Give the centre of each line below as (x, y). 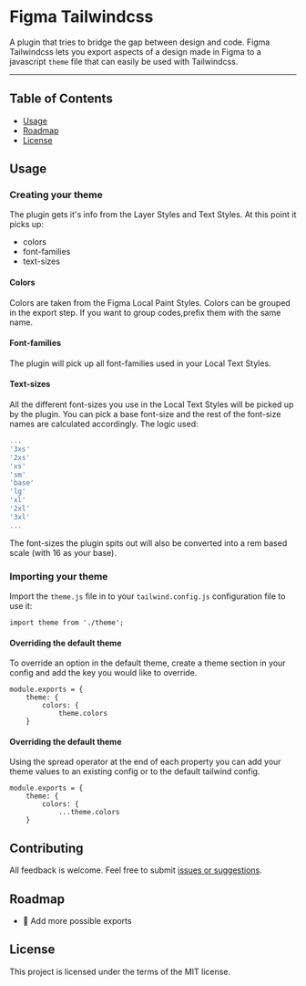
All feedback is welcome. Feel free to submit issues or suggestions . (136, 870)
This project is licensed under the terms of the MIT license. (120, 971)
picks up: (26, 225)
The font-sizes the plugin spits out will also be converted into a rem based (148, 543)
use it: (21, 605)
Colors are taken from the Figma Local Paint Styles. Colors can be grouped (150, 302)
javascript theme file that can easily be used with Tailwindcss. (124, 61)
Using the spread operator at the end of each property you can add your (145, 762)
